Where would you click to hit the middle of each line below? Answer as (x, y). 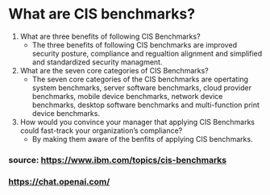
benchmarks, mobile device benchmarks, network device (127, 96)
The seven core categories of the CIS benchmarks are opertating (140, 79)
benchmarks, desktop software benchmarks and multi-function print (146, 105)
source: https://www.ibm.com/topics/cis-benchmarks (118, 160)
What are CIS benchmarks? (102, 14)
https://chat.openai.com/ (59, 181)
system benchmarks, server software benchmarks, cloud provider (142, 87)
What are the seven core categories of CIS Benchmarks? (114, 70)
